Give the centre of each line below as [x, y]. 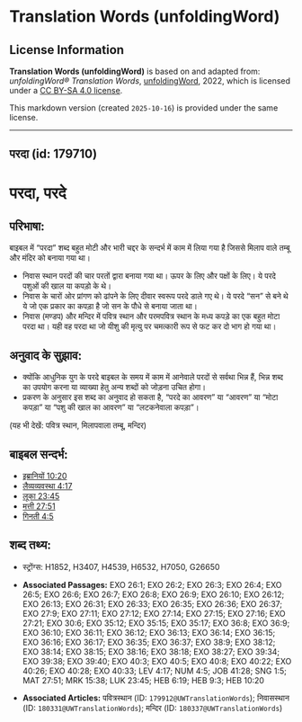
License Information [67, 50]
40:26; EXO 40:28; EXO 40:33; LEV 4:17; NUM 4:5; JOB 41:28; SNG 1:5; [155, 671]
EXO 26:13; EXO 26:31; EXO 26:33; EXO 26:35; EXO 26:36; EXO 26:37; [152, 603]
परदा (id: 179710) [53, 154]
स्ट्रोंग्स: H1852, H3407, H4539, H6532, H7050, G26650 [121, 566]
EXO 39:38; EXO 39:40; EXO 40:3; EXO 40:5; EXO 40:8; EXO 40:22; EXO [157, 661]
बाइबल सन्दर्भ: [39, 455]
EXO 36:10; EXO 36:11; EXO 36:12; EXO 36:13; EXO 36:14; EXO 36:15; [149, 632]
